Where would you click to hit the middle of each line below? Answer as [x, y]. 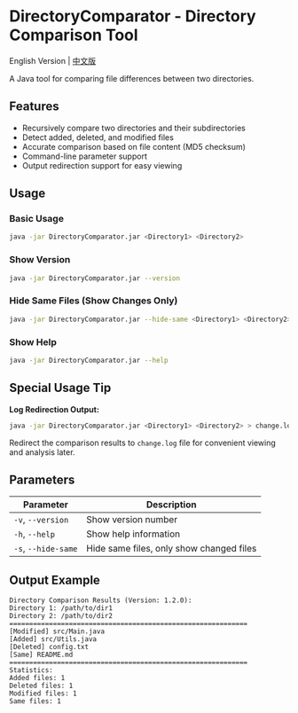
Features [34, 107]
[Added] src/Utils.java [53, 639]
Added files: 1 [37, 678]
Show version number [132, 520]
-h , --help [35, 534]
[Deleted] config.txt [49, 647]
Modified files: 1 [43, 693]
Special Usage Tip [60, 388]
